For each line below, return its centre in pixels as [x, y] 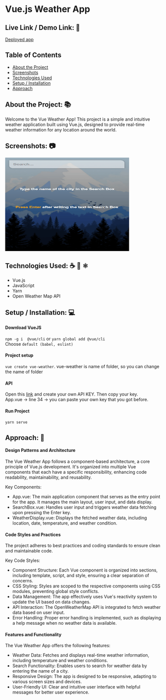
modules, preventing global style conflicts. [55, 591]
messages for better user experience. [51, 692]
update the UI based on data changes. [51, 602]
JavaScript [23, 285]
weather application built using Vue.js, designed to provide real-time [75, 124]
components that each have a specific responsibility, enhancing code [76, 472]
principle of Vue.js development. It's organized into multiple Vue [71, 467]
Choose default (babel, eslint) [39, 344]
